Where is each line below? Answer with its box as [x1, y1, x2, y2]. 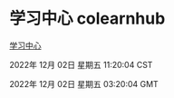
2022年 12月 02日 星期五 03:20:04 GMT [9, 78, 159, 89]
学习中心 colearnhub [9, 8, 166, 29]
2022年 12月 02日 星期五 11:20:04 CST [9, 59, 153, 70]
